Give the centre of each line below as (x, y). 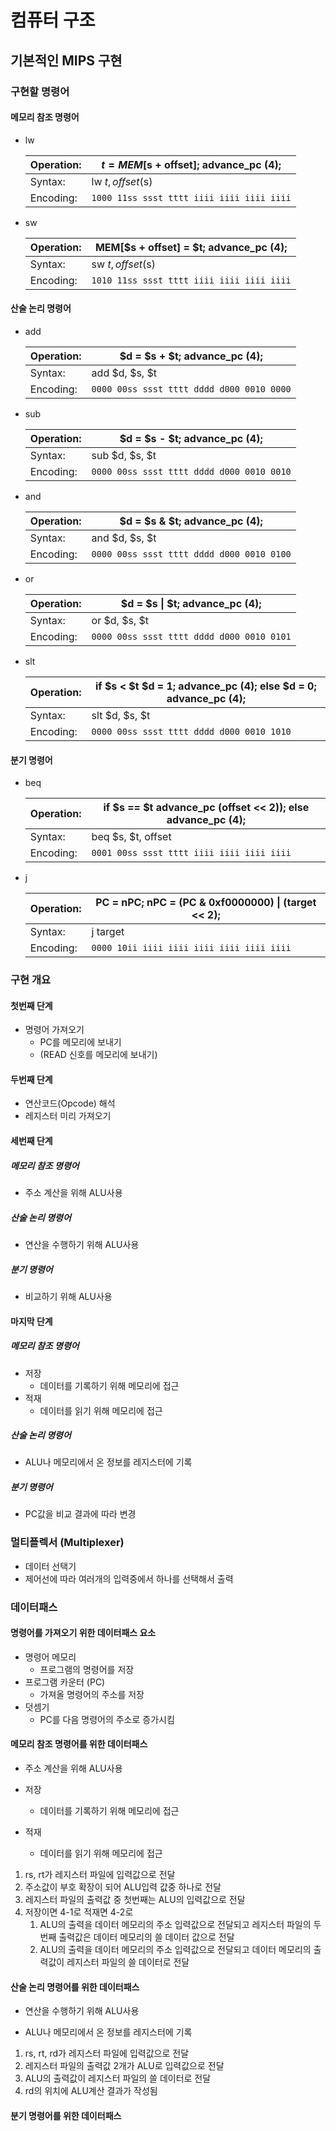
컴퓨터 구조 (53, 20)
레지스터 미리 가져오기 (68, 1116)
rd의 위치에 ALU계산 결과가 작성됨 (91, 2091)
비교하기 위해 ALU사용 (68, 1296)
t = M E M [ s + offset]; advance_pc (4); (191, 164)
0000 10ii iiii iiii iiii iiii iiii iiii (191, 948)
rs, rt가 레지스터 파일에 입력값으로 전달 (100, 1875)
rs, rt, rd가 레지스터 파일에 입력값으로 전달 (107, 2053)
